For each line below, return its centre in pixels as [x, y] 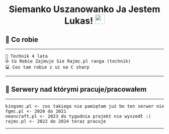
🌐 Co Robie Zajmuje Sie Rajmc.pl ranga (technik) [68, 61]
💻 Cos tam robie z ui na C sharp [47, 67]
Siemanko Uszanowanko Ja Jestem [84, 9]
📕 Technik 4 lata [26, 56]
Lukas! [79, 21]
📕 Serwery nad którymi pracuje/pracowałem [76, 89]
